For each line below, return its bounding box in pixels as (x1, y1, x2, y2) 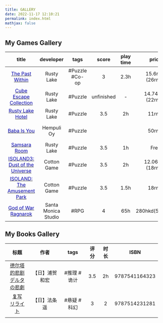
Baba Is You (7, 127, 35, 134)
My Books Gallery (5, 230, 60, 238)
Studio (44, 214, 59, 221)
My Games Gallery (5, 38, 62, 47)
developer (39, 56, 64, 63)
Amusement (7, 187, 35, 194)
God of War (8, 204, 34, 211)
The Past (11, 70, 32, 77)
